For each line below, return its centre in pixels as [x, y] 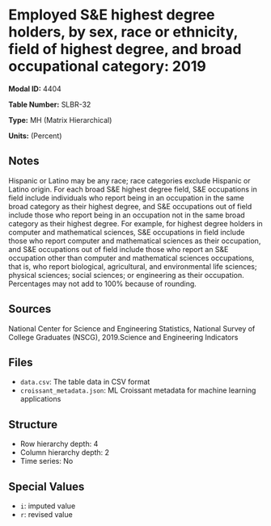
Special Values [47, 486]
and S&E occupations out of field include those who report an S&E [119, 249]
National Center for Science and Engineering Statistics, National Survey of [132, 328]
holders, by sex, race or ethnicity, [123, 32]
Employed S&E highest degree [112, 15]
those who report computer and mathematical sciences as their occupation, [135, 241]
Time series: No [47, 461]
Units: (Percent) [35, 136]
